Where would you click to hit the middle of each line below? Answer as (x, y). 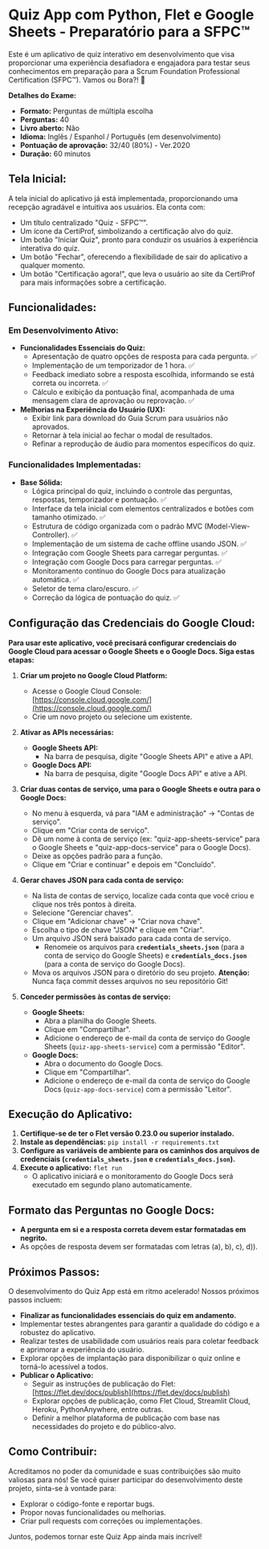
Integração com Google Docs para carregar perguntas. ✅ (127, 561)
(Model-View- (227, 526)
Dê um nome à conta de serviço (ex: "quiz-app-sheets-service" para (146, 839)
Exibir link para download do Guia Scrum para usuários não (130, 418)
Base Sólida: (41, 482)
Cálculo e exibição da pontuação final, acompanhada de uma (133, 392)
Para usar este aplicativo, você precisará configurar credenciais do (122, 643)
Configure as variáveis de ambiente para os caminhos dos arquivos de (140, 1151)
